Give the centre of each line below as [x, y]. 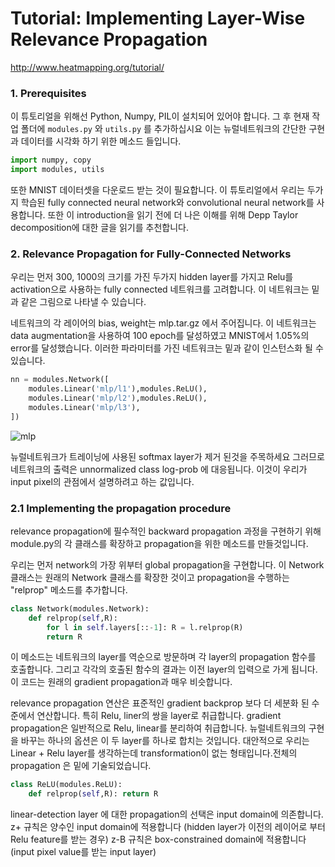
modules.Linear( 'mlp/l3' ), [84, 407]
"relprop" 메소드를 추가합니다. [69, 589]
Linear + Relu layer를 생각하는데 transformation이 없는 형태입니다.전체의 [154, 753]
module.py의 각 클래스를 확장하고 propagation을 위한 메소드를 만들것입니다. [159, 543]
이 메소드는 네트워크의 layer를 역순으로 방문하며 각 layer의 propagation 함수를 [163, 657]
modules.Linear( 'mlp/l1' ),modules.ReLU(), [118, 389]
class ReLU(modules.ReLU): [66, 785]
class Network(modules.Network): [80, 608]
